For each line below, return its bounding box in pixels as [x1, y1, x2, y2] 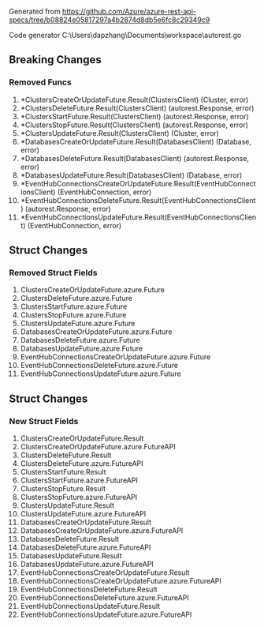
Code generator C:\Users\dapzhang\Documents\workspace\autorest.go [9, 31, 242, 39]
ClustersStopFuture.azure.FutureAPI [20, 493, 138, 502]
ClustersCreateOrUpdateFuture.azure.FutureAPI [20, 442, 176, 452]
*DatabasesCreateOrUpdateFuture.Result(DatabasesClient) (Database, [20, 137, 251, 146]
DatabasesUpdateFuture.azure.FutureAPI [20, 560, 154, 569]
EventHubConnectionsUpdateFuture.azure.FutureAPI [20, 610, 192, 619]
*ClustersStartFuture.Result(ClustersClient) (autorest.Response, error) [20, 111, 249, 121]
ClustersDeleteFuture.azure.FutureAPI [20, 459, 144, 468]
